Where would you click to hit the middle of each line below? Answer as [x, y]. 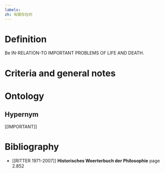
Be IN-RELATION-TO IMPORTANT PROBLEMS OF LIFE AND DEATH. [74, 53]
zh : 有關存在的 [19, 14]
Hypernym [22, 115]
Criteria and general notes [60, 73]
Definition [26, 39]
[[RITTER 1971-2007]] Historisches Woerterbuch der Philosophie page [86, 160]
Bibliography [32, 147]
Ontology [25, 96]
